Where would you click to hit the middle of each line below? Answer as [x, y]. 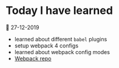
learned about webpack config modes [62, 52]
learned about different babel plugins [61, 39]
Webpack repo [33, 58]
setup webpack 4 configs [46, 46]
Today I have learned [59, 11]
